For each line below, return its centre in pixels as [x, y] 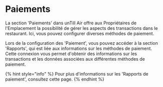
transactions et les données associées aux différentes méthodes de [75, 59]
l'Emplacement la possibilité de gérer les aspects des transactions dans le [81, 28]
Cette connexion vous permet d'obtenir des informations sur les [71, 54]
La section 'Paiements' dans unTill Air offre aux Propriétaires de [71, 23]
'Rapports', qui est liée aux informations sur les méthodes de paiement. [78, 48]
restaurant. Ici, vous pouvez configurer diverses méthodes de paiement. [80, 33]
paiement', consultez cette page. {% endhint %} [55, 79]
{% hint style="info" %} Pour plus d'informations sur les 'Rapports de [77, 74]
